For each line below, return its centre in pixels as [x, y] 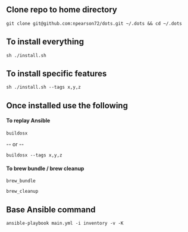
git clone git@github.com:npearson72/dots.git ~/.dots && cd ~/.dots [94, 23]
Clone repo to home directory [62, 10]
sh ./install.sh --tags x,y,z [44, 87]
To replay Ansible [28, 121]
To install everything [45, 42]
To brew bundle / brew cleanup [45, 168]
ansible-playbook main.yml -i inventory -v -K [65, 223]
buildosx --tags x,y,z [34, 155]
